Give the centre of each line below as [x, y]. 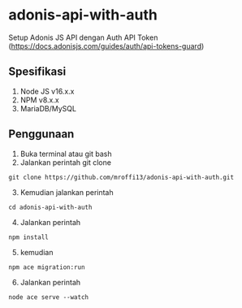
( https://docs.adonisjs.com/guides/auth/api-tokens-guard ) [106, 46]
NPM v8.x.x [39, 100]
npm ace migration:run [47, 267]
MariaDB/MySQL [48, 108]
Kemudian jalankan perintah [67, 192]
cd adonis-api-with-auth [50, 207]
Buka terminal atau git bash [66, 154]
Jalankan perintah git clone [66, 162]
